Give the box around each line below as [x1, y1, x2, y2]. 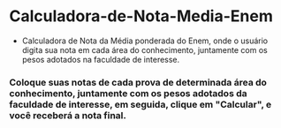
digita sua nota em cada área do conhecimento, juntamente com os [21, 44, 268, 55]
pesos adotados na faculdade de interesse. [21, 54, 180, 64]
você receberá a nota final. [9, 109, 126, 121]
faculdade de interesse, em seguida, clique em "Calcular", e [9, 98, 272, 110]
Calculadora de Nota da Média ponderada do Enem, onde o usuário [21, 35, 268, 46]
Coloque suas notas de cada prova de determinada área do [9, 76, 268, 88]
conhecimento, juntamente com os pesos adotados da [9, 87, 247, 99]
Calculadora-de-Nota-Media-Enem [9, 6, 274, 26]
